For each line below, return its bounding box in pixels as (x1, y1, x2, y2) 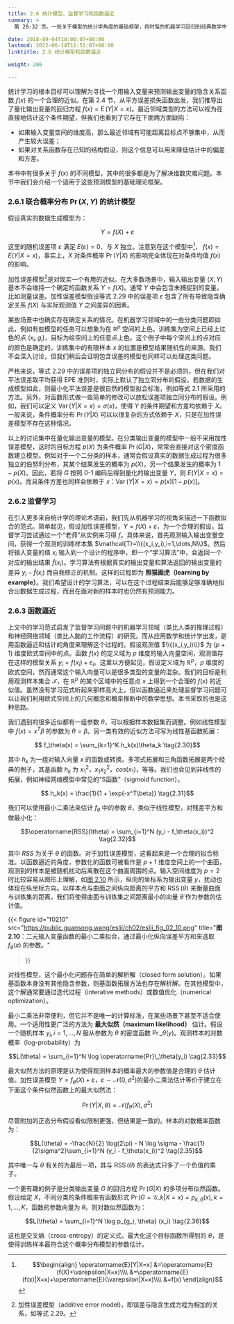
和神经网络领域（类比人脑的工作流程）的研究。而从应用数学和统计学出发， (8, 631, 221, 640)
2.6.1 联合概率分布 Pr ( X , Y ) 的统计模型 (8, 196, 135, 206)
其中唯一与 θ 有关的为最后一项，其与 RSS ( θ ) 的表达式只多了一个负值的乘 (8, 1161, 216, 1170)
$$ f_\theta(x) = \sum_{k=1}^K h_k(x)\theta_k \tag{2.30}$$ (34, 740, 201, 749)
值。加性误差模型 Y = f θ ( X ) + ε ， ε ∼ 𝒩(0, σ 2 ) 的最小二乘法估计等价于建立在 (8, 1074, 223, 1085)
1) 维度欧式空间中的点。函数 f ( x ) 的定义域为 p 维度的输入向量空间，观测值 (8, 648, 218, 657)
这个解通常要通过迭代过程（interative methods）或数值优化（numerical (8, 987, 211, 996)
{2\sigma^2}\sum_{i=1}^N (31, 1147, 105, 1155)
